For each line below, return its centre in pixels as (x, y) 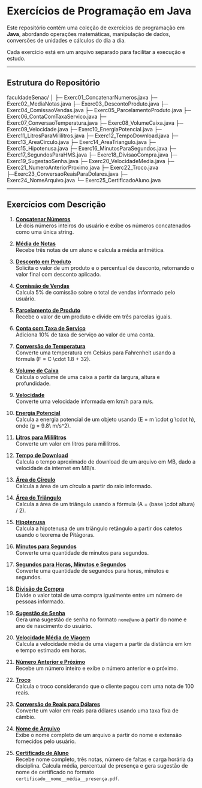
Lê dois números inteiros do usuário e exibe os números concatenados (103, 225)
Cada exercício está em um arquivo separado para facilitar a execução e (96, 52)
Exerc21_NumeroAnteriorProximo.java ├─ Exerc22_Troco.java (83, 167)
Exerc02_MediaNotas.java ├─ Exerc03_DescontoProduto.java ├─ (88, 104)
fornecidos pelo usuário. (46, 741)
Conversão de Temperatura (50, 346)
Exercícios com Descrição (56, 205)
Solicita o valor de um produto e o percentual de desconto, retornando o (105, 267)
